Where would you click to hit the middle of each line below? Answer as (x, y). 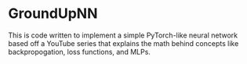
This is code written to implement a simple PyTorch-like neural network (123, 35)
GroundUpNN (53, 14)
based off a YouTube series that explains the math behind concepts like (123, 43)
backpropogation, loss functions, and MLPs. (80, 52)
